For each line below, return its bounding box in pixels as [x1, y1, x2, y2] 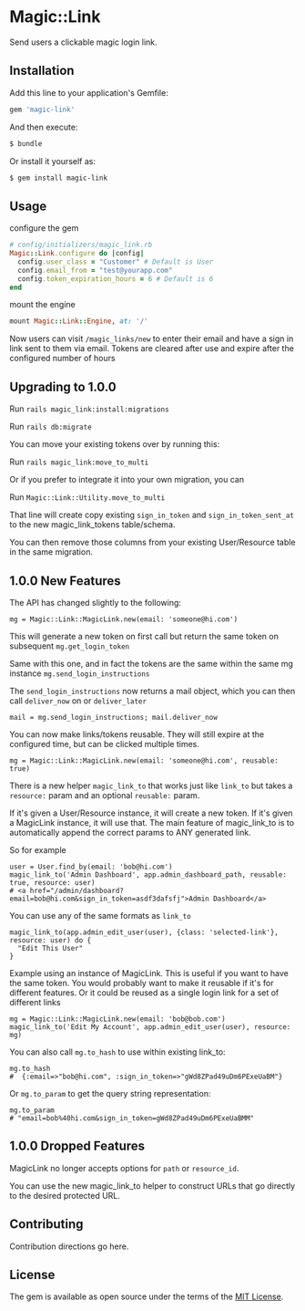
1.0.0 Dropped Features [9, 1139, 146, 1154]
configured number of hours [9, 353, 116, 364]
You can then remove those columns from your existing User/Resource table [9, 536, 296, 548]
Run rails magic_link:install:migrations [9, 403, 170, 414]
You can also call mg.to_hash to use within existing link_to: [9, 1046, 226, 1057]
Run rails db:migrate [9, 421, 93, 432]
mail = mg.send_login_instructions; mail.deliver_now [9, 713, 219, 722]
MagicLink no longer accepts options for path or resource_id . [9, 1162, 239, 1173]
